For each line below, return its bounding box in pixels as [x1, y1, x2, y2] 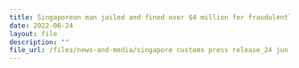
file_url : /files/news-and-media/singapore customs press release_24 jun [9, 46, 289, 55]
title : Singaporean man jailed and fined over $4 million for [9, 12, 245, 22]
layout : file [9, 29, 58, 38]
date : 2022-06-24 [9, 21, 74, 30]
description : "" [9, 37, 69, 47]
